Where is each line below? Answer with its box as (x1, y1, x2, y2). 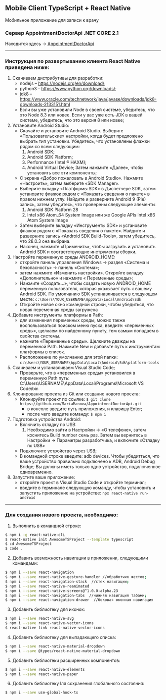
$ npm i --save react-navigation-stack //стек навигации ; (5, 579, 129, 584)
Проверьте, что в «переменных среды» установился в (19, 370, 135, 376)
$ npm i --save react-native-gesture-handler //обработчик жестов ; (5, 575, 147, 580)
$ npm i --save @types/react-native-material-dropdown (5, 648, 121, 653)
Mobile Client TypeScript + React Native (5, 4, 131, 12)
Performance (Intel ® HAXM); (27, 160, 86, 165)
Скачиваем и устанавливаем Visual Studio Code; (12, 365, 115, 371)
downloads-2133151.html (19, 102, 70, 108)
